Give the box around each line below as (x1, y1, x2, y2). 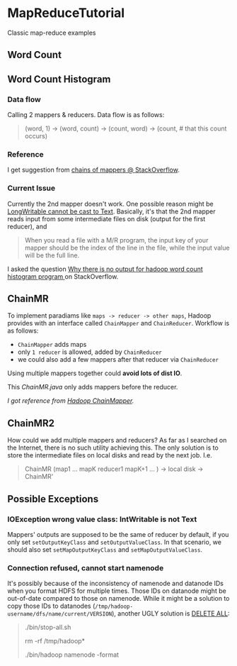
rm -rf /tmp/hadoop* (24, 637, 86, 645)
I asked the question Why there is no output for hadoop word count (7, 265, 203, 273)
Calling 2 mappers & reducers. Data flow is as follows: (7, 111, 165, 119)
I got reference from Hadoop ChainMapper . (7, 396, 134, 405)
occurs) (24, 132, 48, 140)
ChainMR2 (7, 417, 55, 429)
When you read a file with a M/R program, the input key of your (24, 235, 209, 244)
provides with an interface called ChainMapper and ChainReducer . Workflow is (7, 319, 230, 328)
